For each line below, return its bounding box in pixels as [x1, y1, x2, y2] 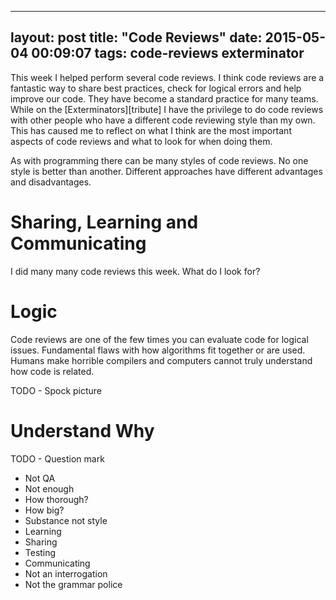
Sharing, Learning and [10, 211, 199, 233]
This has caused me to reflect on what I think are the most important [10, 124, 292, 136]
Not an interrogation [24, 567, 108, 580]
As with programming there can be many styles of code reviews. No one [10, 154, 309, 166]
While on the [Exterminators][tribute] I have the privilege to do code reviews [10, 103, 324, 115]
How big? [24, 504, 65, 516]
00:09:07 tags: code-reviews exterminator [31, 45, 305, 62]
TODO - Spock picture [10, 384, 103, 396]
